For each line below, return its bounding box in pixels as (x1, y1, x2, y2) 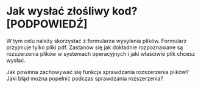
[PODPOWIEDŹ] (6, 17, 88, 31)
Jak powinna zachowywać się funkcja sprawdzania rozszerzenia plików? (6, 68, 189, 75)
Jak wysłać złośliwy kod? (6, 4, 138, 18)
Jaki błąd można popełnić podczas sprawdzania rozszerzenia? (6, 75, 163, 82)
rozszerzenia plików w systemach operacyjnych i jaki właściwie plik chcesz (6, 50, 196, 57)
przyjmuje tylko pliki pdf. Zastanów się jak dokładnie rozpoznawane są (6, 44, 183, 51)
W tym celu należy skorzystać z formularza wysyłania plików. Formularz (6, 37, 187, 44)
